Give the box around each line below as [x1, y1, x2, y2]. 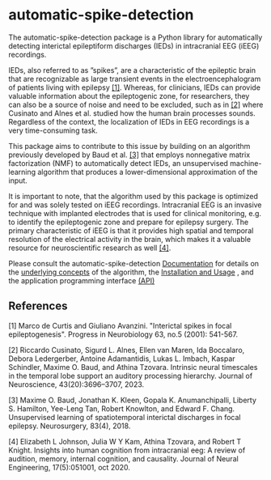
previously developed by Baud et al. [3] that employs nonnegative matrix [8, 150, 251, 159]
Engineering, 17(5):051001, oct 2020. [8, 462, 131, 472]
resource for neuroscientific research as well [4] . [8, 243, 171, 253]
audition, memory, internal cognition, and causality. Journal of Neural [8, 453, 239, 463]
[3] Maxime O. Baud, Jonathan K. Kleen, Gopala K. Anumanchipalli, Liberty [8, 395, 257, 405]
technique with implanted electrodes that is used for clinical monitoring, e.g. [8, 208, 261, 218]
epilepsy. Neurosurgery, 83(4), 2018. [8, 421, 131, 431]
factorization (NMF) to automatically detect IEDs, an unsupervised [8, 158, 229, 168]
